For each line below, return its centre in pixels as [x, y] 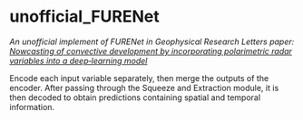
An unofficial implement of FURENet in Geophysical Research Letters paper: [152, 42]
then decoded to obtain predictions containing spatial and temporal [135, 97]
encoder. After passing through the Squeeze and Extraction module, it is [144, 88]
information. [32, 106]
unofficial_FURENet [85, 17]
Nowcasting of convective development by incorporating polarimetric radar [151, 51]
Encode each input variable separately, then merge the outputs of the [139, 78]
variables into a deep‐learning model [78, 60]
